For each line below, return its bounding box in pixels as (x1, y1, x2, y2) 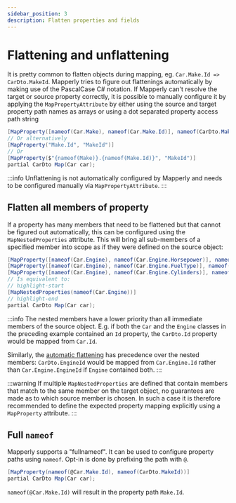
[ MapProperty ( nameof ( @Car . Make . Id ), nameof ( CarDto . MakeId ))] (7, 469, 190, 476)
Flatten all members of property (7, 201, 150, 214)
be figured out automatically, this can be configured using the (7, 227, 186, 236)
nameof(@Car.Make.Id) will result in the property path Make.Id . (7, 488, 185, 497)
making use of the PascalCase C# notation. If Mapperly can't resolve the (7, 85, 218, 93)
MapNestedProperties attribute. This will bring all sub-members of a (7, 235, 201, 243)
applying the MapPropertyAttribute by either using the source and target (7, 100, 217, 109)
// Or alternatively (7, 135, 68, 142)
